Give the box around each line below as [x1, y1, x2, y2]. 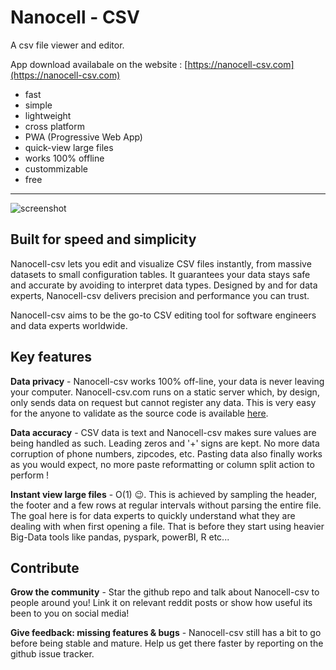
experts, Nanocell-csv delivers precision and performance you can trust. [10, 289, 310, 301]
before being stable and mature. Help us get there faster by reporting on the [10, 637, 324, 650]
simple [24, 99, 53, 111]
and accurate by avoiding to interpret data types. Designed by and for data [10, 279, 318, 291]
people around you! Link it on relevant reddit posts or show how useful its [10, 597, 313, 609]
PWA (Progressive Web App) [24, 131, 143, 143]
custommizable [24, 162, 88, 175]
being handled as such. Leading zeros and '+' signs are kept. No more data [10, 437, 320, 449]
